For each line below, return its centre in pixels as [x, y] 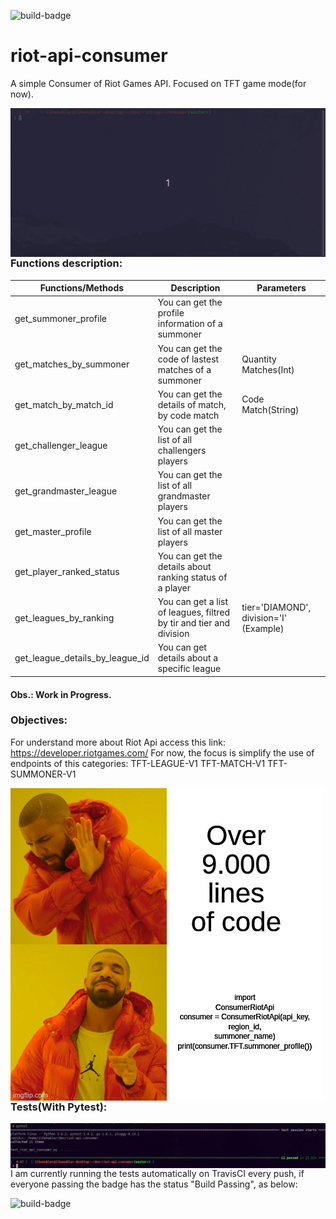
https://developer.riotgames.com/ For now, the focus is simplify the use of [162, 752]
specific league [189, 669]
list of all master [190, 531]
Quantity [259, 359]
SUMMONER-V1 [43, 774]
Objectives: [39, 720]
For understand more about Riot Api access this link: [118, 742]
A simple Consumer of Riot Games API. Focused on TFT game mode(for [158, 83]
